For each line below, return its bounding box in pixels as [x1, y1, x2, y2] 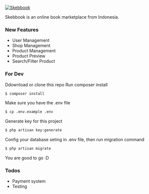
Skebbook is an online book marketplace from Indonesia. [5, 14, 119, 20]
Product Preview [12, 53, 46, 59]
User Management [12, 37, 50, 44]
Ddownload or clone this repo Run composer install [5, 81, 108, 88]
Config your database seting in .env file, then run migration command [5, 137, 145, 143]
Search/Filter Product [12, 58, 56, 64]
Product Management [12, 48, 56, 54]
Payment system [12, 178, 46, 184]
